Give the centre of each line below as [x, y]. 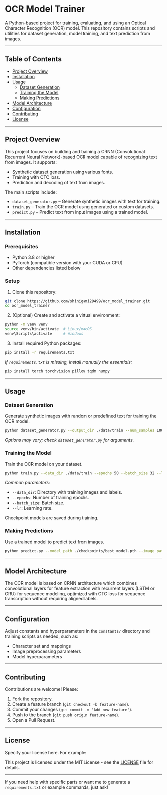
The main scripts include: [31, 192]
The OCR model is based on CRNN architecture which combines [71, 583]
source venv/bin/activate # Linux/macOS [49, 329]
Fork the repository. [33, 699]
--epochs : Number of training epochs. [51, 498]
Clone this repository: [34, 292]
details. [13, 767]
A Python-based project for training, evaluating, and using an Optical [76, 23]
